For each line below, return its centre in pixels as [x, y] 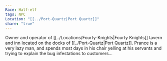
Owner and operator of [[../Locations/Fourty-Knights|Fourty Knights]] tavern [84, 38]
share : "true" [20, 24]
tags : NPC [15, 14]
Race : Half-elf [21, 10]
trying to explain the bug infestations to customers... [59, 54]
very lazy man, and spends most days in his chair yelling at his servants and [83, 48]
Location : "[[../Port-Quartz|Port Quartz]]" [52, 19]
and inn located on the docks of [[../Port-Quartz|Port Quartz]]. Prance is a [81, 43]
